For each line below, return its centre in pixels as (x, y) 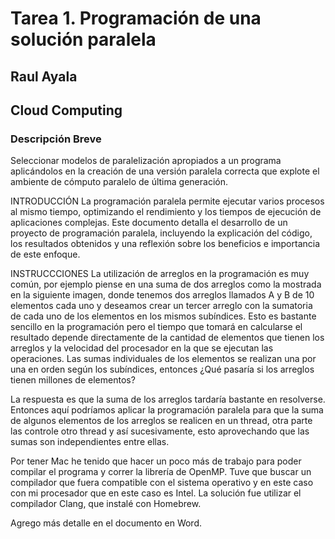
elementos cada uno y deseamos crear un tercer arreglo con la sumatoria (161, 306)
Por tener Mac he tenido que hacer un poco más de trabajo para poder (156, 461)
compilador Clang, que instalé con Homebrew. (106, 504)
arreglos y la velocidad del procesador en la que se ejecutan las (142, 348)
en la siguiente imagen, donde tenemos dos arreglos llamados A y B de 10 (162, 295)
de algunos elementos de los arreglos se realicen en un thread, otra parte (161, 421)
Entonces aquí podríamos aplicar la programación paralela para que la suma (167, 410)
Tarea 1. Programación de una (136, 18)
